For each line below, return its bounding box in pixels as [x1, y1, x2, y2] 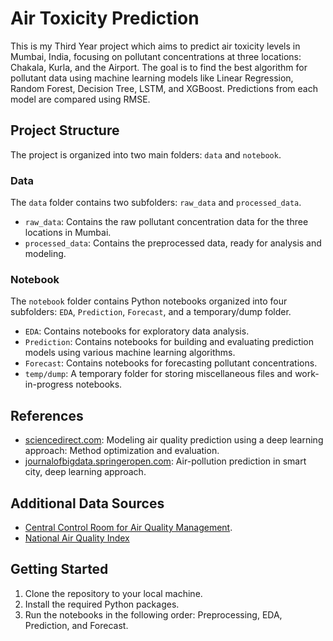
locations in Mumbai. [24, 227, 112, 239]
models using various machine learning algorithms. [24, 347, 236, 359]
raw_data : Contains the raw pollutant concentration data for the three [24, 216, 309, 228]
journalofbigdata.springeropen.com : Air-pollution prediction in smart [24, 455, 307, 467]
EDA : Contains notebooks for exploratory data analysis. [24, 325, 250, 337]
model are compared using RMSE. [10, 93, 151, 105]
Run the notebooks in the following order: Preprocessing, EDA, [24, 608, 283, 621]
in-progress [24, 378, 74, 391]
